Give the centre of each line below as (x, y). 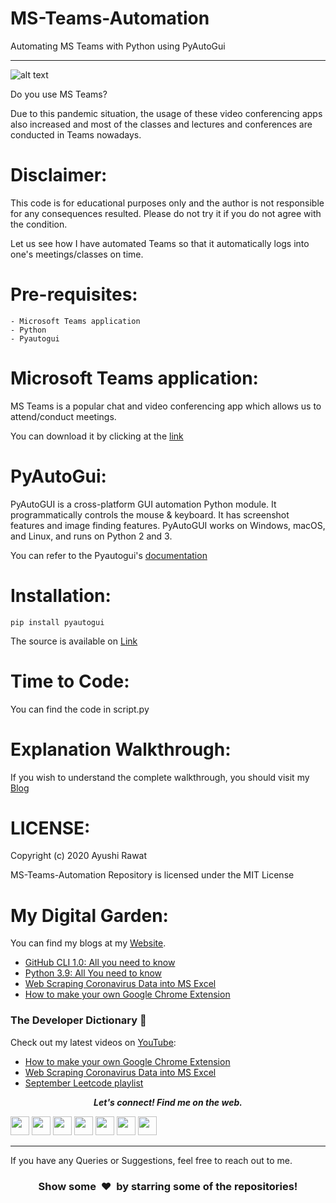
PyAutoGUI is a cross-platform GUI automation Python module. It (143, 504)
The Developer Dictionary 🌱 (78, 1020)
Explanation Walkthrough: (121, 749)
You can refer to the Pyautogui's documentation (109, 555)
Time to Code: (70, 681)
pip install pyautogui (57, 622)
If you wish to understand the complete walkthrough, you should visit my (160, 777)
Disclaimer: (59, 175)
